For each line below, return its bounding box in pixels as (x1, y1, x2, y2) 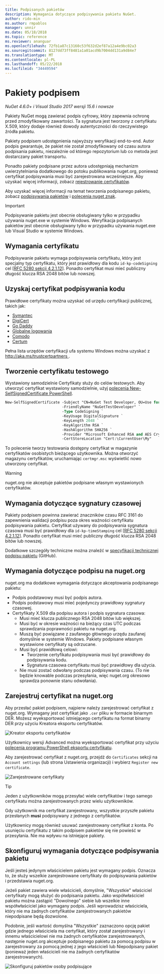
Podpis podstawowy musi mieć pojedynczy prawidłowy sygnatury (12, 599, 145, 605)
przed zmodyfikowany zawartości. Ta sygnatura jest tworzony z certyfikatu (5, 118, 157, 124)
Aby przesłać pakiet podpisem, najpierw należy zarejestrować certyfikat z (5, 705, 154, 710)
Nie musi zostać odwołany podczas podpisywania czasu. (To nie (19, 667, 150, 673)
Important (5, 202, 25, 208)
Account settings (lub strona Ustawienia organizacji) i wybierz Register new (5, 759, 158, 765)
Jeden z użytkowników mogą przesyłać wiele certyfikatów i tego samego (5, 793, 153, 798)
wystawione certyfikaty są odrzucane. (19, 641, 97, 647)
